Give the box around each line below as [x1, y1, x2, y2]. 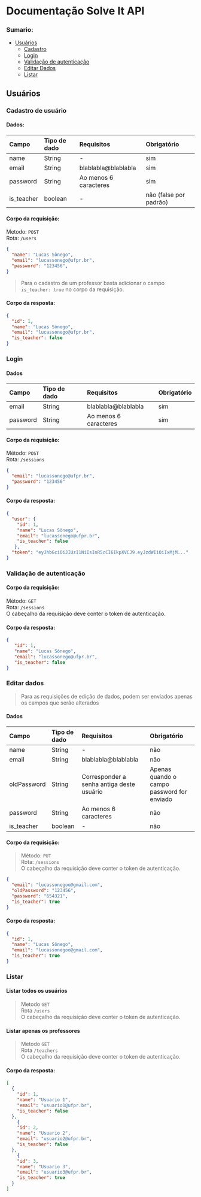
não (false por [145, 191, 185, 199]
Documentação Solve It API [6, 4, 145, 18]
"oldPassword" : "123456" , [11, 887, 77, 893]
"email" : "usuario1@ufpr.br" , [17, 1102, 93, 1108]
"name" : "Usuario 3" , [17, 1163, 71, 1169]
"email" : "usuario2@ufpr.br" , [17, 1136, 93, 1142]
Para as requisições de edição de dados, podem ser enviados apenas [20, 693, 193, 700]
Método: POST [6, 449, 39, 457]
